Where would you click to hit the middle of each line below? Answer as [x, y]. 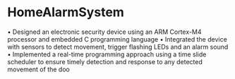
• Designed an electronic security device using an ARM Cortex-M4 [104, 32]
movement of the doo [39, 69]
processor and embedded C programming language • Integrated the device [117, 39]
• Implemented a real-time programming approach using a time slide [107, 54]
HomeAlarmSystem [66, 12]
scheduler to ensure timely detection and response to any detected [105, 61]
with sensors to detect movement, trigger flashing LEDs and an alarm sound [118, 47]
